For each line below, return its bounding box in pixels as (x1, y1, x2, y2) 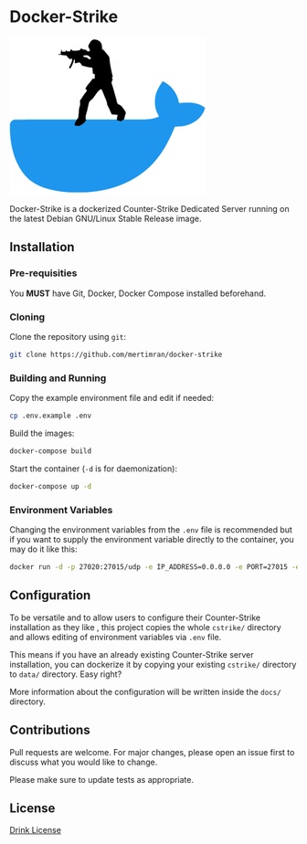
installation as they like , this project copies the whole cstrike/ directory (9, 621, 281, 632)
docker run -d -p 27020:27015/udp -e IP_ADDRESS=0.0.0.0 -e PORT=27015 (9, 563, 288, 572)
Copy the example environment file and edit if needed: (9, 393, 215, 404)
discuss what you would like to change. (9, 756, 158, 767)
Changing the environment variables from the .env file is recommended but (9, 524, 292, 535)
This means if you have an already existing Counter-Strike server (9, 649, 254, 659)
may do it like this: (9, 543, 78, 554)
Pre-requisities (9, 267, 78, 280)
